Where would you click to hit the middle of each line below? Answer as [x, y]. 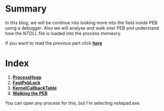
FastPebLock [26, 82]
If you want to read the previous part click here [54, 43]
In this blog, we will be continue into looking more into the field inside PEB [81, 23]
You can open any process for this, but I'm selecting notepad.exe [72, 103]
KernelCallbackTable [35, 88]
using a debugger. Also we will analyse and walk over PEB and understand [82, 28]
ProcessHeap [27, 77]
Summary [26, 9]
